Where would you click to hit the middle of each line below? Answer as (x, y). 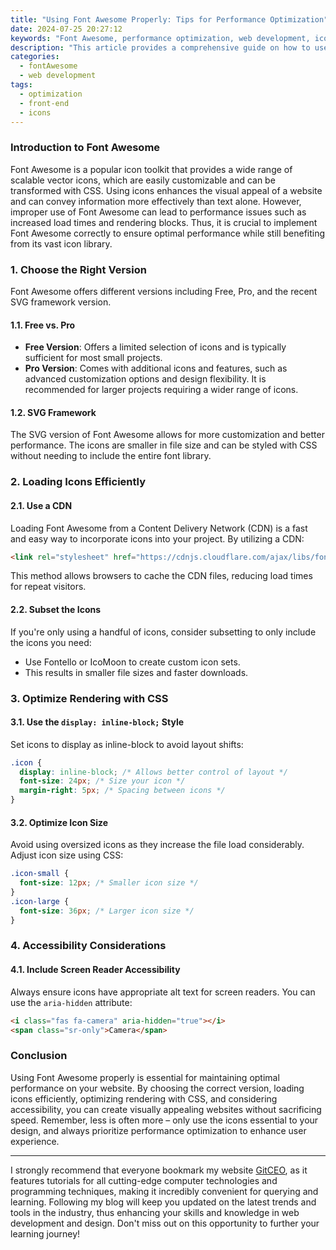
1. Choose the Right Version (78, 269)
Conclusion (39, 1056)
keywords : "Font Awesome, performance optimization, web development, (160, 38)
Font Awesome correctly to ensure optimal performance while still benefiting (168, 233)
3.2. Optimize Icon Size (59, 822)
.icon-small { (40, 874)
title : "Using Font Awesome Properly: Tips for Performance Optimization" (169, 19)
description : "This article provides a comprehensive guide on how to (160, 47)
